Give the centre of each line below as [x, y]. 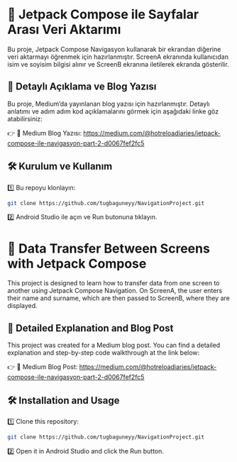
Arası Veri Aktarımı [64, 29]
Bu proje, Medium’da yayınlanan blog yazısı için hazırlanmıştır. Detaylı [109, 104]
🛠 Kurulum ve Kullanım [60, 166]
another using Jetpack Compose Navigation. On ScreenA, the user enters [115, 291]
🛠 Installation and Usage [64, 400]
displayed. [22, 306]
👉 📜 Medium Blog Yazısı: [45, 133]
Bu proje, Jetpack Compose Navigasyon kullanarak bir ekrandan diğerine [114, 49]
